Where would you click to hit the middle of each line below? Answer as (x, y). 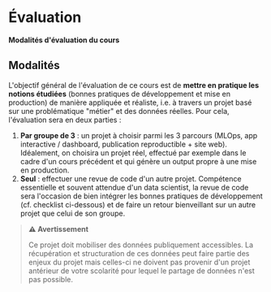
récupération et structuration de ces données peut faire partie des (139, 253)
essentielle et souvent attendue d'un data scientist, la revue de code (134, 187)
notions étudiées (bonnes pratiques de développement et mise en (120, 94)
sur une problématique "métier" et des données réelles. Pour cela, (119, 111)
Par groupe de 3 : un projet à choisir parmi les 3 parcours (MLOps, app (139, 135)
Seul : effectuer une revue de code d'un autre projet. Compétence (131, 178)
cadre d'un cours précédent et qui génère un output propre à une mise (138, 161)
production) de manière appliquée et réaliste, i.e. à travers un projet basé (130, 102)
